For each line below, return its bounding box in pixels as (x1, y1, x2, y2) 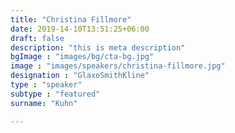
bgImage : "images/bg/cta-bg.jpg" (10, 52, 155, 62)
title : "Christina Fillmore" (10, 14, 132, 25)
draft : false (10, 33, 65, 43)
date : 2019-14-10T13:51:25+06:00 (10, 24, 150, 34)
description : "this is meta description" (10, 42, 186, 53)
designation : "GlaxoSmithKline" (10, 71, 150, 81)
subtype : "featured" (10, 89, 101, 99)
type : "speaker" (10, 80, 83, 90)
